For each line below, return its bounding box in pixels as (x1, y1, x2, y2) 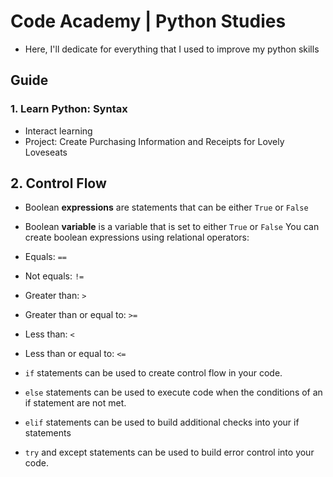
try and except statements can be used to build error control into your (24, 446, 315, 459)
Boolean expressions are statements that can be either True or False (24, 201, 309, 214)
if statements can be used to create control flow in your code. (24, 367, 283, 379)
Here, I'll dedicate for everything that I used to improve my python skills (24, 43, 320, 55)
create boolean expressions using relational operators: (24, 231, 250, 244)
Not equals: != (24, 270, 85, 282)
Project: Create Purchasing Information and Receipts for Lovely (24, 135, 285, 147)
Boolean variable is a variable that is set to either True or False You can (24, 221, 320, 233)
